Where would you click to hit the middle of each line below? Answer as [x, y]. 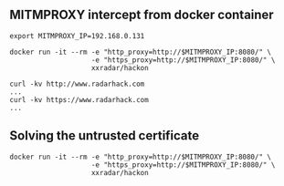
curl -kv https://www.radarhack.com [79, 99]
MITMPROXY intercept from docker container [142, 15]
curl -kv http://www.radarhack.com [77, 84]
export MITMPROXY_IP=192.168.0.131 [77, 36]
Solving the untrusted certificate [105, 136]
